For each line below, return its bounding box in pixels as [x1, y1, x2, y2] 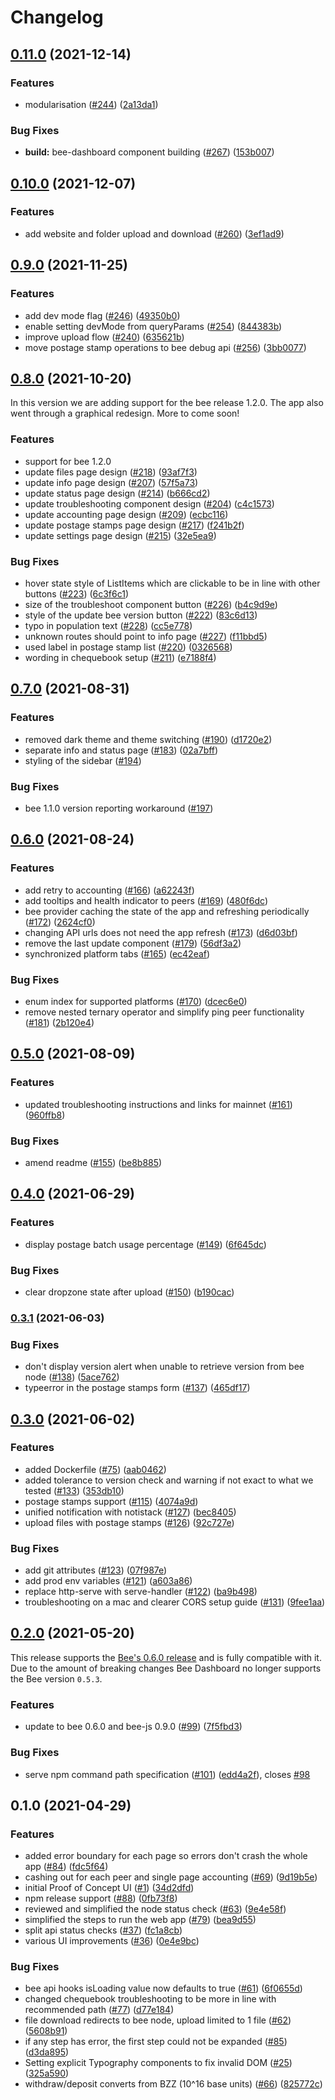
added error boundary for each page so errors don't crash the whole [24, 1850, 308, 1862]
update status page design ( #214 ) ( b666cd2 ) [24, 487, 211, 499]
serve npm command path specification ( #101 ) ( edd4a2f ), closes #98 [24, 1768, 311, 1780]
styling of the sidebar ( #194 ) [24, 754, 142, 766]
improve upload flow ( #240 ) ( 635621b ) [24, 331, 185, 343]
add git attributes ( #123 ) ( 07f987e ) [24, 1564, 168, 1576]
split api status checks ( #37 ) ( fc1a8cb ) [24, 1924, 183, 1936]
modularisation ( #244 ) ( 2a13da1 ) [24, 98, 159, 110]
